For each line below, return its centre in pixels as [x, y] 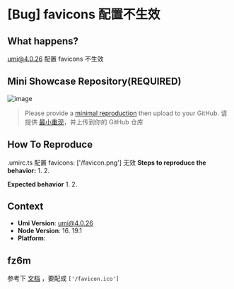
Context [25, 207]
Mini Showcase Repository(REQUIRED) [94, 82]
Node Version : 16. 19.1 [50, 231]
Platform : [31, 238]
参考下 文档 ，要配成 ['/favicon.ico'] [63, 278]
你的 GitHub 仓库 [119, 122]
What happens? [43, 41]
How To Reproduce [50, 144]
